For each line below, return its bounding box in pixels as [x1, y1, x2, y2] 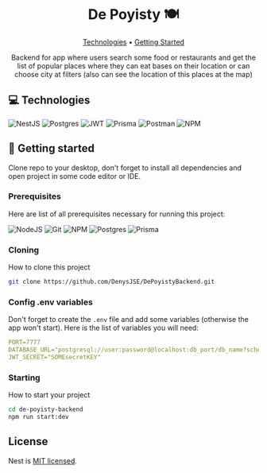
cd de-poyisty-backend [8, 405, 83, 413]
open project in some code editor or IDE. [8, 171, 141, 180]
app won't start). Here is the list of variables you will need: [8, 323, 199, 333]
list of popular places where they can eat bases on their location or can [17, 60, 250, 71]
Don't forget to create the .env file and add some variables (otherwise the [8, 315, 249, 324]
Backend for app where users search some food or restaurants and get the [10, 52, 257, 62]
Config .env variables [8, 297, 93, 308]
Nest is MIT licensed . [8, 456, 78, 465]
